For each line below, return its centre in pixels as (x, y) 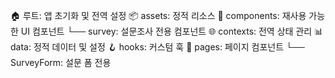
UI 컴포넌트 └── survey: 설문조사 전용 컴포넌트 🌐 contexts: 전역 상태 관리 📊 (172, 31)
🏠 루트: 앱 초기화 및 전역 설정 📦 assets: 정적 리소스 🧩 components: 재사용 (158, 15)
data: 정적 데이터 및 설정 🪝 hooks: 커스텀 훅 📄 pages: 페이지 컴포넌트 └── (157, 47)
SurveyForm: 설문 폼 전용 (61, 62)
